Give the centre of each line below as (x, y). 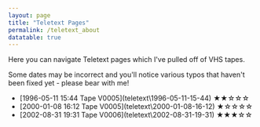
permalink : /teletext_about (54, 30)
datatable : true (35, 37)
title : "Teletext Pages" (49, 23)
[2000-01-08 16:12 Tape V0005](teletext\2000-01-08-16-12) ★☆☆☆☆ (136, 107)
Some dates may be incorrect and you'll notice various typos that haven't (126, 74)
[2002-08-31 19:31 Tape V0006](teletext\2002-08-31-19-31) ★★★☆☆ (136, 115)
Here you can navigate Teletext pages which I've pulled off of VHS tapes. (126, 60)
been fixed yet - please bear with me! (69, 83)
